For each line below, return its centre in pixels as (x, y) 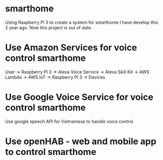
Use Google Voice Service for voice (79, 97)
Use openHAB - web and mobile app (81, 141)
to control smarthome (51, 152)
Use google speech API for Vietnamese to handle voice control (69, 121)
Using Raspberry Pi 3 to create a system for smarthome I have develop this (82, 22)
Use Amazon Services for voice (71, 48)
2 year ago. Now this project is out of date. (49, 27)
